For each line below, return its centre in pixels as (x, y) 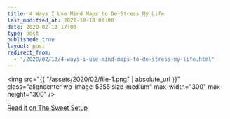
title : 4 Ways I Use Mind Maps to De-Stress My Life (86, 14)
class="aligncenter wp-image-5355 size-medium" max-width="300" (107, 86)
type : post (23, 33)
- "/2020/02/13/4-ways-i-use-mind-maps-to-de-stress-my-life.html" (114, 59)
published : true (31, 40)
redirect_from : (29, 53)
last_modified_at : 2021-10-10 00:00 (61, 20)
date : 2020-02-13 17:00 (42, 27)
